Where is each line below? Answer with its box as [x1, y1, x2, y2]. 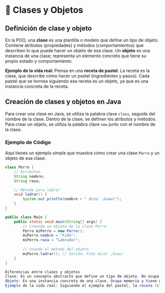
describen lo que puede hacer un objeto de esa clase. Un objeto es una [5, 48, 150, 53]
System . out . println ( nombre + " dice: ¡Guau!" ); [23, 197, 122, 202]
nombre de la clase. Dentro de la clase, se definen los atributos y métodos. [5, 116, 157, 122]
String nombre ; [14, 174, 45, 179]
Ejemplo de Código [5, 139, 51, 146]
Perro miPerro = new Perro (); [23, 228, 84, 233]
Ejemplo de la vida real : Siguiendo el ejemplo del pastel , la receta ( [5, 283, 157, 288]
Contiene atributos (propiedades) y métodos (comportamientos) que [5, 42, 144, 48]
